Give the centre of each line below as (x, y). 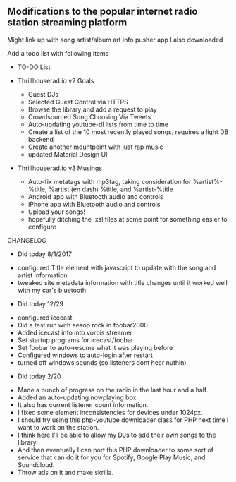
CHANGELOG (27, 240)
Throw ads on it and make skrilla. (66, 472)
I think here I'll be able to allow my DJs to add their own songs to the (117, 435)
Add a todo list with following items (58, 53)
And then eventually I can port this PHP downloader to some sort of (115, 450)
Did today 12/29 (41, 303)
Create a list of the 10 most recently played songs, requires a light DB (128, 132)
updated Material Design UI (68, 154)
